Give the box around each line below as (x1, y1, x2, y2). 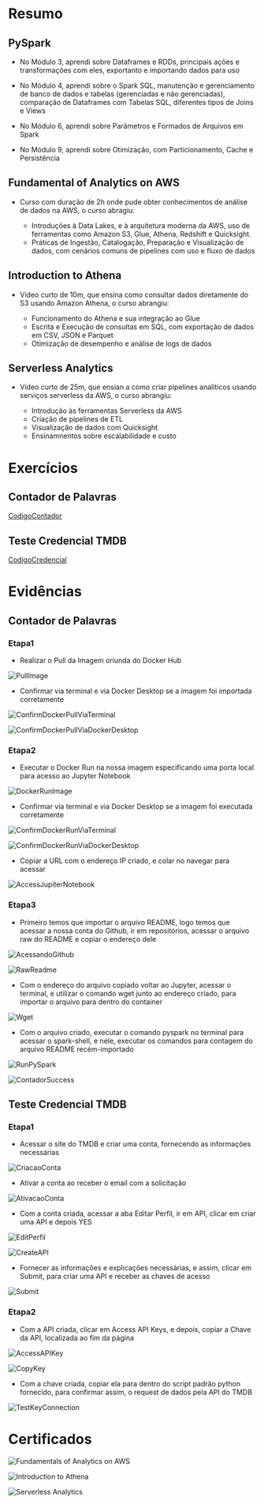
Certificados (8, 1430, 92, 1448)
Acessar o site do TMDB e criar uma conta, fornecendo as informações (19, 1139, 251, 1149)
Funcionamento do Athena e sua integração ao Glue (31, 313, 201, 323)
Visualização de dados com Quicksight (31, 423, 158, 433)
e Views (19, 106, 46, 115)
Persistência (19, 153, 61, 163)
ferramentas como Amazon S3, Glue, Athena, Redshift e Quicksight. (31, 229, 251, 238)
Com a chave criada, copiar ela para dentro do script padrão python (19, 1378, 241, 1388)
